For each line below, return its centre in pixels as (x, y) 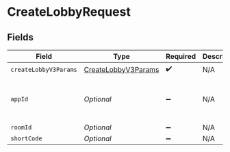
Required (181, 56)
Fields (21, 37)
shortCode (26, 139)
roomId (21, 127)
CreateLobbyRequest (69, 12)
